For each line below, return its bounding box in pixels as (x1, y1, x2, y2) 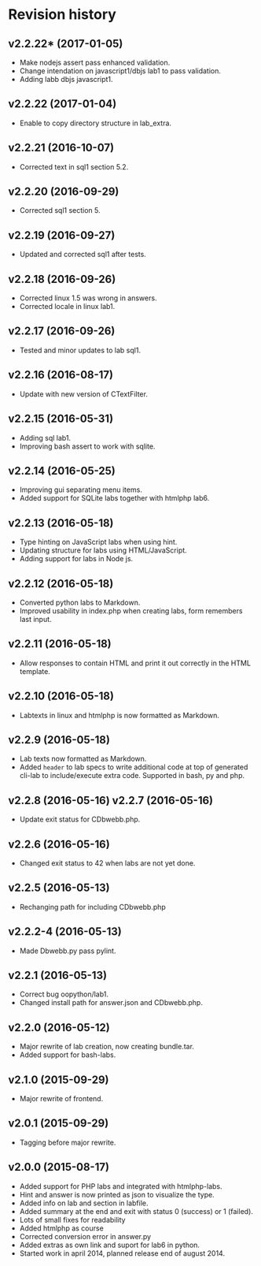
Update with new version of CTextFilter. (19, 389, 148, 399)
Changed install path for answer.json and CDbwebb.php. (19, 998, 203, 1007)
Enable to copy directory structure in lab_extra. (19, 118, 171, 128)
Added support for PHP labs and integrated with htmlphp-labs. (19, 1181, 222, 1191)
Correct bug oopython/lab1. (19, 989, 108, 999)
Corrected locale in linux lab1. (19, 302, 116, 311)
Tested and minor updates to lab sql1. (19, 345, 142, 355)
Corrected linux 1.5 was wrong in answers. (19, 293, 157, 303)
